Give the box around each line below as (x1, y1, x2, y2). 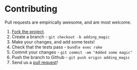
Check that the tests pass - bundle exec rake (11, 44, 103, 50)
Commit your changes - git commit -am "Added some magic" (11, 49, 133, 55)
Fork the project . (11, 28, 45, 34)
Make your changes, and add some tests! (11, 39, 95, 44)
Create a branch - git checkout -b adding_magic (11, 34, 110, 40)
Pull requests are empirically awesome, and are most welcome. (4, 19, 132, 25)
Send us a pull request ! (11, 59, 58, 65)
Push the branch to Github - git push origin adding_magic (11, 54, 130, 60)
